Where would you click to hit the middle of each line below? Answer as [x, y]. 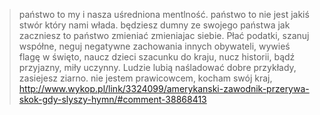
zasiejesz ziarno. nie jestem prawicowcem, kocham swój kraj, [145, 78]
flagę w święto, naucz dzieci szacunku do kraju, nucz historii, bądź [157, 57]
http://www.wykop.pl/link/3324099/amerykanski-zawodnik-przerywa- [164, 88]
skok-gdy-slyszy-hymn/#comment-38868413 [112, 99]
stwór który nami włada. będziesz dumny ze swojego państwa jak [154, 25]
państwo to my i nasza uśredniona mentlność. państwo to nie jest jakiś [164, 14]
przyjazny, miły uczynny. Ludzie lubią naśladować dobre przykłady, [157, 67]
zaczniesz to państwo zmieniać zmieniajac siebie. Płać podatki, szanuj [164, 35]
